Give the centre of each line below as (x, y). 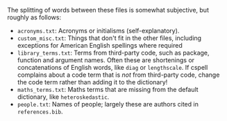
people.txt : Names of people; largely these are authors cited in (108, 104)
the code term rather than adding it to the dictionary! (92, 82)
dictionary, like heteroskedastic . (63, 97)
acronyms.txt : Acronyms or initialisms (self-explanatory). (98, 31)
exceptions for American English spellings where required (100, 45)
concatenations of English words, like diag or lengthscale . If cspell (112, 67)
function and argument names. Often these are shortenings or (106, 60)
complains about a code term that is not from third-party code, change (118, 75)
